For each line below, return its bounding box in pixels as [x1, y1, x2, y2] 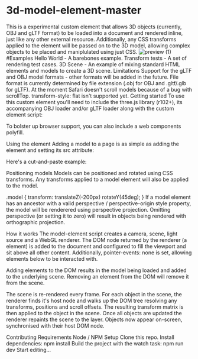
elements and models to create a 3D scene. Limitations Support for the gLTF [6, 67, 192, 74]
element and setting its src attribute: [6, 146, 95, 154]
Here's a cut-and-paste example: [6, 158, 87, 165]
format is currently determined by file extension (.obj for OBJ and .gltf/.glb [6, 79, 187, 86]
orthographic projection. [6, 218, 66, 225]
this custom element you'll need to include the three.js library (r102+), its [6, 98, 183, 105]
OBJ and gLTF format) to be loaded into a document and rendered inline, [6, 29, 183, 36]
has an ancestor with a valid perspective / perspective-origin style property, [6, 199, 191, 207]
